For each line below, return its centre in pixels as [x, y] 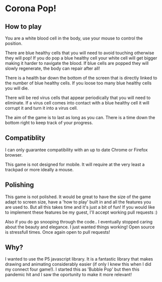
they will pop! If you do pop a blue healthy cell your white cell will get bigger [81, 58]
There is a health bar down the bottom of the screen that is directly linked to [81, 78]
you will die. [17, 88]
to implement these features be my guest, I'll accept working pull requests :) [81, 212]
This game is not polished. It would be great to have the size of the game [78, 197]
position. [14, 43]
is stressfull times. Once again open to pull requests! [58, 232]
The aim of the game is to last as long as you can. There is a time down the [80, 117]
